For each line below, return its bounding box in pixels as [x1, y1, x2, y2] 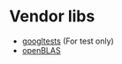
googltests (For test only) [21, 36, 115, 46]
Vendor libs [9, 6, 95, 27]
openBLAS [21, 44, 61, 55]
